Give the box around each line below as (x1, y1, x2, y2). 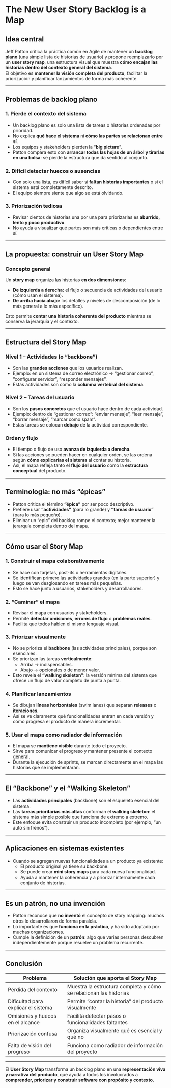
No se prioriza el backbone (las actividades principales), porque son (12, 645, 157, 651)
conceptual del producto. (12, 468, 67, 474)
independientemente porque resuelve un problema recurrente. (12, 940, 144, 946)
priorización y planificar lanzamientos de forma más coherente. (5, 76, 138, 81)
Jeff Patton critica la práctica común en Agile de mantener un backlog (5, 49, 153, 54)
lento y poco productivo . (12, 220, 66, 226)
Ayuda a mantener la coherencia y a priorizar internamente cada (20, 874, 155, 880)
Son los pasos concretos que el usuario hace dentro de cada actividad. (12, 405, 163, 412)
